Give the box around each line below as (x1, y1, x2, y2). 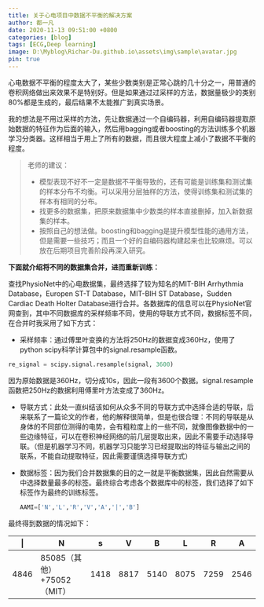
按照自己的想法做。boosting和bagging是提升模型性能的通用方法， (38, 225, 253, 236)
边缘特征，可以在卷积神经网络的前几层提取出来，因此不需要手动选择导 (26, 431, 254, 441)
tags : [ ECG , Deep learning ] (8, 41, 97, 49)
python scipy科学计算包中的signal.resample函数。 (19, 345, 182, 354)
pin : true (8, 56, 41, 64)
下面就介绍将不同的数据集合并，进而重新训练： (8, 262, 159, 272)
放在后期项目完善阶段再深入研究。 (38, 245, 150, 255)
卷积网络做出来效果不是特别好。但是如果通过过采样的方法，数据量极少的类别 (8, 87, 256, 97)
